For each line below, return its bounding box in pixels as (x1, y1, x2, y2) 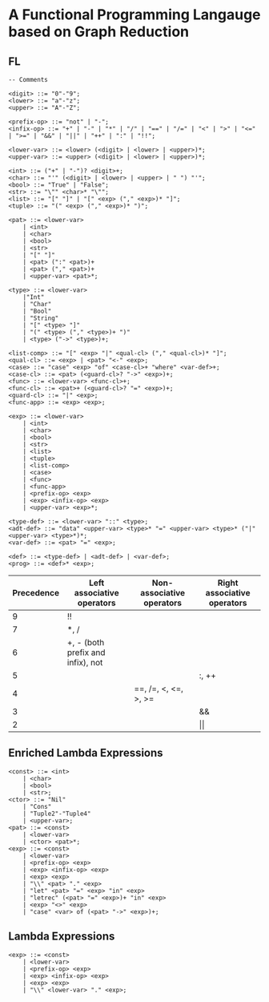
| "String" (22, 314, 59, 322)
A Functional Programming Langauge (8, 6, 261, 24)
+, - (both (66, 637, 105, 648)
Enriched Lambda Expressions (8, 746, 163, 760)
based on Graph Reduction (8, 22, 190, 41)
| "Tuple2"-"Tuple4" (22, 810, 91, 818)
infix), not (66, 657, 103, 668)
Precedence (12, 588, 60, 598)
